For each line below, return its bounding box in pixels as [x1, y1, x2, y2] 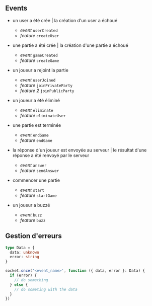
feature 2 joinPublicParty [20, 88, 74, 94]
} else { [10, 282, 28, 287]
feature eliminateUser [20, 112, 66, 118]
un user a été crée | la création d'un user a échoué [12, 17, 118, 23]
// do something [14, 277, 49, 282]
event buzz [20, 211, 42, 218]
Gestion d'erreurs [5, 232, 62, 241]
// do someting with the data [14, 287, 78, 292]
